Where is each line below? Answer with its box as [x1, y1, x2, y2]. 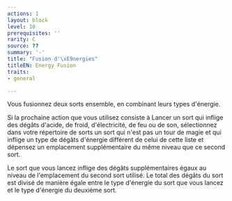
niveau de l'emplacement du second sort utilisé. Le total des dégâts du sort [7, 171, 224, 179]
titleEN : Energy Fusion [7, 62, 77, 69]
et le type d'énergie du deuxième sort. [7, 186, 117, 195]
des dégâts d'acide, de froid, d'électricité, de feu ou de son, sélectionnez [7, 121, 217, 129]
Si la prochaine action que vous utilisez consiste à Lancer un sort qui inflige [7, 113, 224, 122]
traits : [7, 68, 30, 75]
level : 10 [7, 23, 36, 30]
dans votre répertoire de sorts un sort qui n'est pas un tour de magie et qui [7, 128, 222, 136]
